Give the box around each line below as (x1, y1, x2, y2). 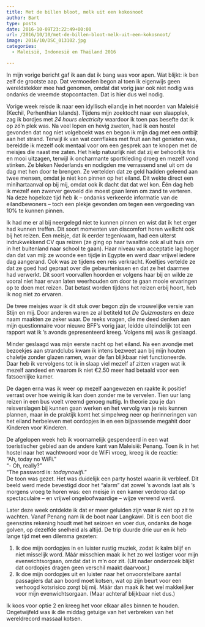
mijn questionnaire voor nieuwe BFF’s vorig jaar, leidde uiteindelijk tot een (6, 321, 192, 329)
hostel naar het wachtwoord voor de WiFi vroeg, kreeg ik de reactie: (6, 448, 178, 456)
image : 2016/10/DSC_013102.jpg (6, 37, 86, 44)
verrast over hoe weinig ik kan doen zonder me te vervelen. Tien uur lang (6, 391, 191, 399)
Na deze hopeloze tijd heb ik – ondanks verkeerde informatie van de (6, 194, 179, 201)
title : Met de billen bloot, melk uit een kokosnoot (6, 9, 144, 15)
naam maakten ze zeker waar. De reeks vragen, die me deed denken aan (6, 315, 190, 323)
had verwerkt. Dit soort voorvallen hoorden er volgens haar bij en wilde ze (6, 271, 193, 278)
